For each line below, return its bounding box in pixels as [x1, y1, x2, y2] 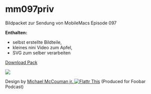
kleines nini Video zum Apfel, [12, 44, 72, 50]
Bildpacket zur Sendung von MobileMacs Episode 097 [5, 20, 116, 26]
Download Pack [5, 59, 37, 65]
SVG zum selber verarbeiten [12, 50, 71, 56]
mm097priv [5, 3, 54, 15]
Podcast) [5, 84, 24, 90]
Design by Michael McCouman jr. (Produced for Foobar [5, 78, 146, 84]
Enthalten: [5, 29, 27, 35]
